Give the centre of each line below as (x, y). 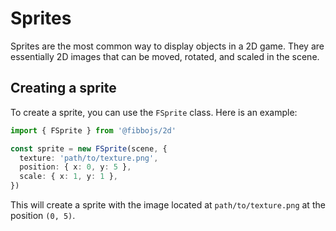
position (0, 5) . (43, 215)
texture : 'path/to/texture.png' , (89, 158)
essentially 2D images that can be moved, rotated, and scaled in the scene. (165, 56)
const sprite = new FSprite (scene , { (89, 148)
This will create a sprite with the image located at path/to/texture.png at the (168, 205)
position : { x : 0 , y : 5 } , (75, 167)
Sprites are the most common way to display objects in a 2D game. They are (167, 46)
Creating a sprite (63, 88)
